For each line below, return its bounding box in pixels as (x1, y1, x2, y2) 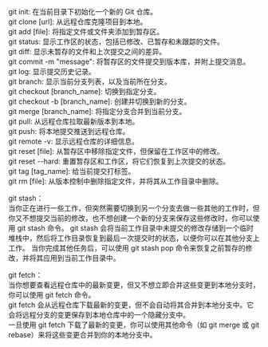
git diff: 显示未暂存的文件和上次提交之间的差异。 (8, 47, 167, 56)
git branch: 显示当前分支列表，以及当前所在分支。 (8, 77, 171, 86)
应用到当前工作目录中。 (42, 254, 120, 262)
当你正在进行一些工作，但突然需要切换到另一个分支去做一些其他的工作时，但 (8, 203, 260, 213)
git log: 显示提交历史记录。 (8, 67, 96, 76)
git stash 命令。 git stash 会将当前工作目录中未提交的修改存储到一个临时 (17, 223, 254, 233)
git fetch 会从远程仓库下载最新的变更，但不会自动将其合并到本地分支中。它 (8, 300, 254, 310)
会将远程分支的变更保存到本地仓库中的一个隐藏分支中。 (8, 310, 190, 319)
